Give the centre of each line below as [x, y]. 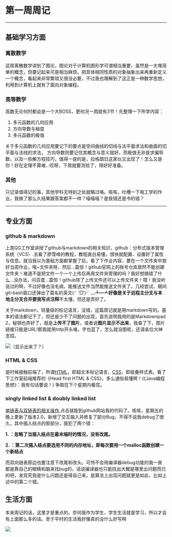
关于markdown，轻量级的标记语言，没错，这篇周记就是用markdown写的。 [84, 310]
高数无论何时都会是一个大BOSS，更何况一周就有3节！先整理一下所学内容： [84, 111]
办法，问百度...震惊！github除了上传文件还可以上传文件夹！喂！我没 [90, 280]
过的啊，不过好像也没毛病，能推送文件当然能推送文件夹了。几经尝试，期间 [88, 286]
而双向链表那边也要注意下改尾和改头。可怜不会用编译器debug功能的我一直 [84, 462]
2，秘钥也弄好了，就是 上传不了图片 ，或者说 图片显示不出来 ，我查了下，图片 [85, 323]
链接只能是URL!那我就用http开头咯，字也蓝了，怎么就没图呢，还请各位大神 [84, 329]
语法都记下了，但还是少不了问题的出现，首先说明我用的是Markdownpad [90, 316]
